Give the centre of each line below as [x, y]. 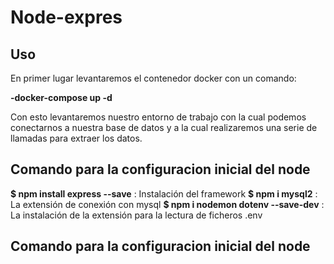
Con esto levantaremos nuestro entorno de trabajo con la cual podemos [158, 117]
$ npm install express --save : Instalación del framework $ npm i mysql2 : [164, 193]
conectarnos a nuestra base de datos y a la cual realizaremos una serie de [164, 127]
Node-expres [66, 17]
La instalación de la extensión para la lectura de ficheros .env [136, 215]
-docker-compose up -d [61, 97]
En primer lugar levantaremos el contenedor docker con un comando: [153, 78]
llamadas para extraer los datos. [76, 138]
